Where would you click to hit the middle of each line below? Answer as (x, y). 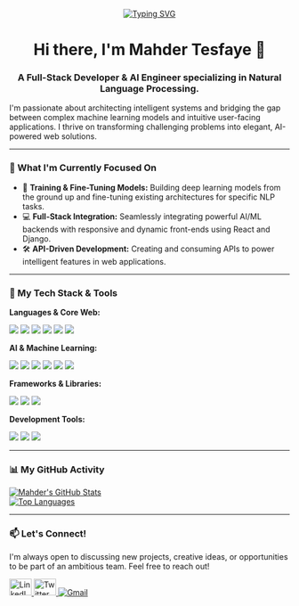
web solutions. (70, 136)
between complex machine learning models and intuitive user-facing (135, 118)
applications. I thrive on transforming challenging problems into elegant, (141, 127)
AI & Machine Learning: (53, 348)
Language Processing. (149, 89)
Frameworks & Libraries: (56, 384)
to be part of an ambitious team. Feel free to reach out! (109, 566)
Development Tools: (47, 420)
